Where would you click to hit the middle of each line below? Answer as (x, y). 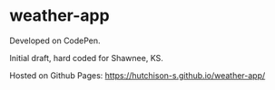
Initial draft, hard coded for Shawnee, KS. (86, 58)
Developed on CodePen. (55, 40)
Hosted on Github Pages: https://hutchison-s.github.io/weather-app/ (137, 75)
